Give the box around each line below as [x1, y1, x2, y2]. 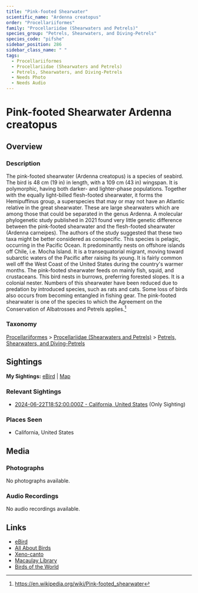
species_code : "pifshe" [6, 36, 65, 42]
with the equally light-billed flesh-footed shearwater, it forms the [6, 191, 163, 198]
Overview [6, 141, 43, 151]
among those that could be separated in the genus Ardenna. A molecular [6, 210, 183, 217]
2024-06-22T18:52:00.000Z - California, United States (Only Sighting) [14, 400, 186, 408]
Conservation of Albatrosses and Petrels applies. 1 [6, 304, 127, 312]
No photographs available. [6, 477, 70, 484]
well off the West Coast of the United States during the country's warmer [6, 260, 184, 268]
